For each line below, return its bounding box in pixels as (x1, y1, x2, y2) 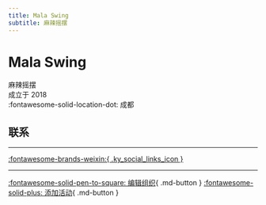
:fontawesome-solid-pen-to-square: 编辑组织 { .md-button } (8, 178, 203, 188)
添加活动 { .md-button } (44, 188, 119, 198)
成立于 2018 (8, 90, 47, 100)
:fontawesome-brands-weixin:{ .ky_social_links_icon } (8, 154, 184, 164)
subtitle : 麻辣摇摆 (8, 19, 68, 27)
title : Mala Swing (8, 11, 69, 20)
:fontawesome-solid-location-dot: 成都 (8, 100, 135, 109)
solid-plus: (8, 188, 44, 198)
